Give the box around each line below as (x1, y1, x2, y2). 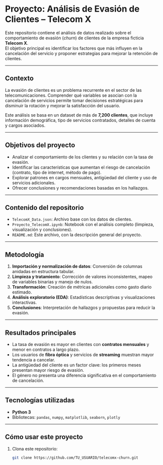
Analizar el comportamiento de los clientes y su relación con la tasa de (12, 154, 154, 160)
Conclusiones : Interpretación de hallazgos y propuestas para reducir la (12, 305, 155, 310)
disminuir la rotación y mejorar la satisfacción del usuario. (5, 103, 120, 108)
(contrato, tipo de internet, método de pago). (12, 169, 102, 175)
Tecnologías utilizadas (5, 396, 75, 404)
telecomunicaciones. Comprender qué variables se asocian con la (5, 92, 137, 98)
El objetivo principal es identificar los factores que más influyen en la (5, 45, 143, 51)
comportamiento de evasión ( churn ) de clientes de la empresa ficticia (5, 35, 144, 41)
